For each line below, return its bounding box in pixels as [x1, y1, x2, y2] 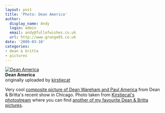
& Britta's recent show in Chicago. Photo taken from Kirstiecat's [5, 92, 135, 98]
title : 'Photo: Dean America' [5, 12, 68, 17]
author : [5, 16, 21, 21]
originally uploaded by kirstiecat [5, 77, 71, 83]
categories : [5, 44, 30, 49]
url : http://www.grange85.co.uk [9, 35, 77, 40]
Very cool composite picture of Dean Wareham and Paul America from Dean [5, 87, 161, 93]
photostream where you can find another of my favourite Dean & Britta [5, 97, 149, 103]
